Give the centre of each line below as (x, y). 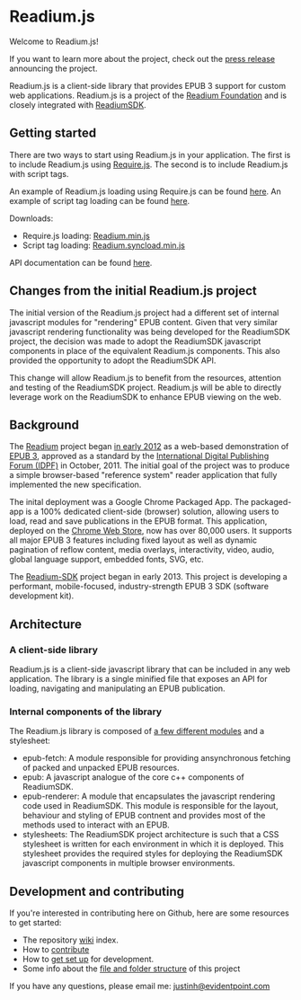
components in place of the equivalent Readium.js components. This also (145, 350)
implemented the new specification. (75, 485)
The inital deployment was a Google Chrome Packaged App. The (129, 502)
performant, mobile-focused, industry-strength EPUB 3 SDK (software (139, 587)
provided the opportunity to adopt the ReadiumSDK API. (113, 360)
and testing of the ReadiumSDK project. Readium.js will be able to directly (146, 387)
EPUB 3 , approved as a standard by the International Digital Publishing (139, 456)
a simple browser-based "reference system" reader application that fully (143, 475)
